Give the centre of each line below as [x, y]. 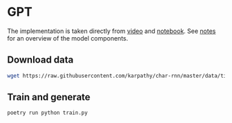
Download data [40, 60]
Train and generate [49, 97]
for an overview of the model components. [68, 38]
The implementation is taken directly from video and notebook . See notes [112, 31]
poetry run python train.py [48, 113]
